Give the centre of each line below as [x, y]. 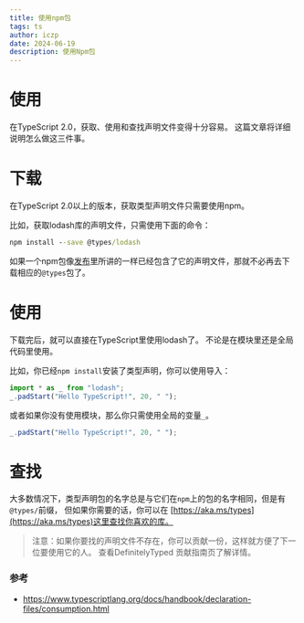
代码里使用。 [33, 351]
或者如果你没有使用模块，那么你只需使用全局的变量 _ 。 [112, 415]
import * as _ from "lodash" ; [67, 388]
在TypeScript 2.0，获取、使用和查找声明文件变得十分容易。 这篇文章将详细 [150, 127]
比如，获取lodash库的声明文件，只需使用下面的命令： [110, 225]
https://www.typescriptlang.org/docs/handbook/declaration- [137, 598]
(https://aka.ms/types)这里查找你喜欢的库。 [91, 522]
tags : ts [26, 26]
